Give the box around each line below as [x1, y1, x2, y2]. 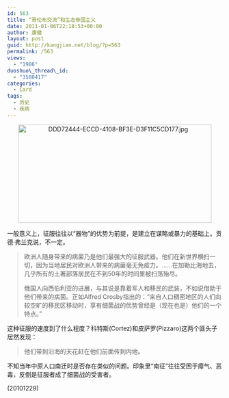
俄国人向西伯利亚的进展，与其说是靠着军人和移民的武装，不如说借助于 [23, 284, 222, 292]
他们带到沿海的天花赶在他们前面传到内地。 [23, 347, 144, 356]
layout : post [7, 36, 44, 42]
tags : [7, 93, 23, 100]
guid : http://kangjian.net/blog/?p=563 [7, 42, 121, 49]
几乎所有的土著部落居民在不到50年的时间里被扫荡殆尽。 [23, 269, 181, 278]
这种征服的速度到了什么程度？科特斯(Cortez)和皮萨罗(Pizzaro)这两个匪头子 [7, 324, 217, 332]
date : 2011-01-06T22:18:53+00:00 [7, 23, 103, 29]
